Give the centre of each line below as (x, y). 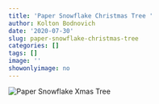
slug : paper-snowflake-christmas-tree (73, 38)
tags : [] (23, 53)
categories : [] (34, 46)
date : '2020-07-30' (41, 31)
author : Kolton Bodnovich (52, 23)
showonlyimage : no (39, 69)
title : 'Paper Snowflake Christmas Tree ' (81, 16)
